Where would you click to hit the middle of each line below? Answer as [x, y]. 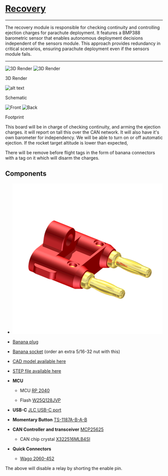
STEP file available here [37, 371]
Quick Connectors [32, 449]
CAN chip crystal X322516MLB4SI [55, 439]
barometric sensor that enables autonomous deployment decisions [74, 38]
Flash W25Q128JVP [40, 400]
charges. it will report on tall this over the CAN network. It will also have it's [82, 132]
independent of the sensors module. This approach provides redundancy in [83, 43]
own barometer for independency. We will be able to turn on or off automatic [84, 137]
